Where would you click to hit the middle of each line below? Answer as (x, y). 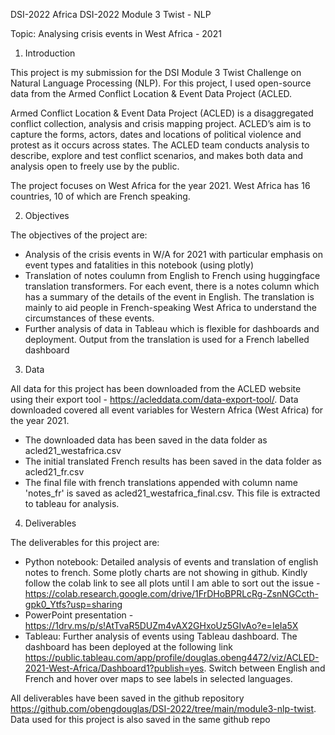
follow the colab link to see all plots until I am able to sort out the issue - (172, 583)
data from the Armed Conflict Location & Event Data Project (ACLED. (151, 93)
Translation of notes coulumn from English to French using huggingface (172, 275)
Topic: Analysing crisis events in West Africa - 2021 (116, 33)
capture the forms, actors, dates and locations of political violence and (156, 134)
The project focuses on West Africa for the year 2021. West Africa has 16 (160, 185)
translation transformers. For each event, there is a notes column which (172, 286)
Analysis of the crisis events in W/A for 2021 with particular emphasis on (174, 254)
